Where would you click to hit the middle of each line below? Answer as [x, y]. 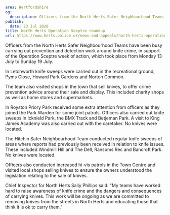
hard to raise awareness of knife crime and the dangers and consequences [83, 191]
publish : [14, 21]
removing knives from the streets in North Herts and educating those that [82, 202]
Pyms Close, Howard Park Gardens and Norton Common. [65, 77]
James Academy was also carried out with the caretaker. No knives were [81, 124]
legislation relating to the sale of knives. [47, 176]
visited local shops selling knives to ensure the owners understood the [79, 170]
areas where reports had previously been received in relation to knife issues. [85, 144]
